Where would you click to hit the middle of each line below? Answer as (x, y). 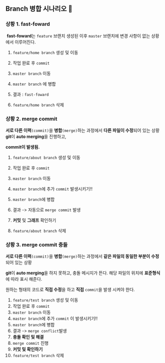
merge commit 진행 (30, 343)
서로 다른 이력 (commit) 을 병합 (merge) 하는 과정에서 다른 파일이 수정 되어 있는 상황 (83, 130)
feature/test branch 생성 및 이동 (45, 300)
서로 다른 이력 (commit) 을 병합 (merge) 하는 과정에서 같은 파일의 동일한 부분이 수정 (82, 256)
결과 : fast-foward (31, 94)
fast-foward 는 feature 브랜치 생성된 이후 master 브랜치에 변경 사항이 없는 (78, 35)
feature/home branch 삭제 (38, 104)
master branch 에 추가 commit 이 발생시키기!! (55, 319)
